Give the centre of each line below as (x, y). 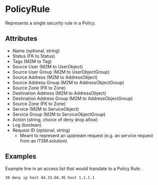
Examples (21, 156)
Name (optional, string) (36, 50)
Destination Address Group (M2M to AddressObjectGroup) (73, 98)
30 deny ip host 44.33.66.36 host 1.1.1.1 (50, 178)
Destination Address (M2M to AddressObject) (59, 93)
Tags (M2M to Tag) (32, 61)
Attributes (21, 39)
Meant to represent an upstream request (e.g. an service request (86, 135)
